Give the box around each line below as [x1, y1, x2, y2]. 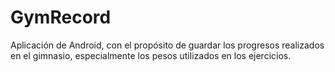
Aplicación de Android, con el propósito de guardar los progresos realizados [10, 39, 325, 51]
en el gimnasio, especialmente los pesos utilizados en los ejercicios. [10, 49, 292, 61]
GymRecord [10, 6, 112, 29]
